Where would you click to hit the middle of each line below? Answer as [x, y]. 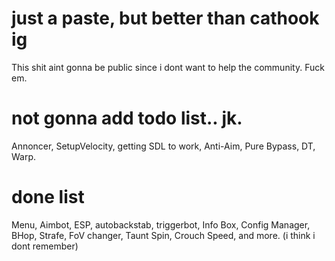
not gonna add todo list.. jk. [127, 118]
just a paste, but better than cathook [165, 18]
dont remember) [45, 246]
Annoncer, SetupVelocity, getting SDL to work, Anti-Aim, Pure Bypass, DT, [163, 146]
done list [48, 197]
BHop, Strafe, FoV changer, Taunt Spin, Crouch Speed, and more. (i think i [163, 235]
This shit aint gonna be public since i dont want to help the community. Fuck [168, 67]
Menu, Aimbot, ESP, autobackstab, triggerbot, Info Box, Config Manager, [161, 224]
